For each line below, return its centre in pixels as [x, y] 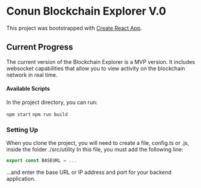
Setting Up [22, 130]
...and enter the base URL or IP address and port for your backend [89, 172]
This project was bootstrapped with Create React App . [74, 28]
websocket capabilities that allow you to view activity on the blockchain [96, 68]
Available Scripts [28, 89]
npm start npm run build [37, 114]
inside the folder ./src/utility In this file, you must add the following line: [95, 150]
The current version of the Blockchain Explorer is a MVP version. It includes [101, 61]
